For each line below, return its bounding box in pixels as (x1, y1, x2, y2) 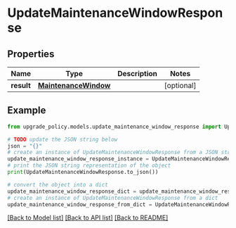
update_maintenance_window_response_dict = (7, 188, 137, 195)
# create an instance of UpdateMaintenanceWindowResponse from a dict (7, 194, 218, 201)
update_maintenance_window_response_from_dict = (7, 201, 152, 208)
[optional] (164, 81, 197, 90)
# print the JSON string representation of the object (7, 162, 171, 170)
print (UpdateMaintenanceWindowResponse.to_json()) (7, 169, 159, 176)
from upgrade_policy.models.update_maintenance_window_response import (7, 123, 221, 130)
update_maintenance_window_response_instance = (7, 156, 150, 163)
